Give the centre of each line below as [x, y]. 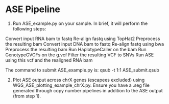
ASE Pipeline [33, 9]
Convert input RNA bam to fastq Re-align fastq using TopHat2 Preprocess [83, 39]
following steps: [29, 28]
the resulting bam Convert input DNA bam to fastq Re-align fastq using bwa [85, 44]
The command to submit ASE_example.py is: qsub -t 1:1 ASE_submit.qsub [82, 70]
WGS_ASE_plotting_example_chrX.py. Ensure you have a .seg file [81, 85]
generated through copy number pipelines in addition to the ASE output [88, 90]
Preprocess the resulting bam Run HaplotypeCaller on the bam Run [76, 49]
